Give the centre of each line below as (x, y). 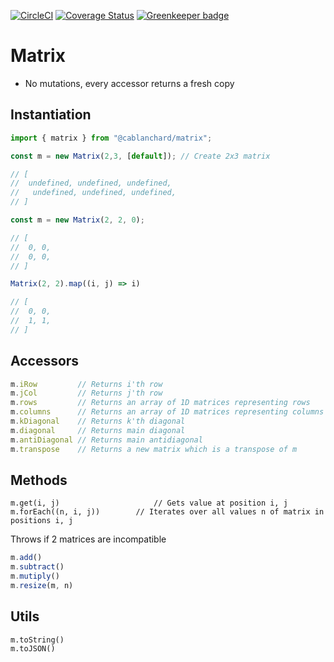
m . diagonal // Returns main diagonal (98, 430)
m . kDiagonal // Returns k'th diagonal (98, 421)
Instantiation (51, 115)
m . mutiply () (35, 576)
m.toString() (37, 640)
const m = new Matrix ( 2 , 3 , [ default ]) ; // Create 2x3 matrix (140, 156)
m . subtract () (37, 567)
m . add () (26, 558)
